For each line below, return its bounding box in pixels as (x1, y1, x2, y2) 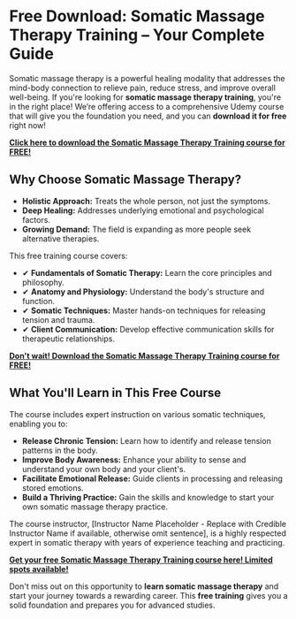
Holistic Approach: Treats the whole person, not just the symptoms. (21, 195, 271, 206)
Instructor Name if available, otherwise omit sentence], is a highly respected (9, 528, 287, 539)
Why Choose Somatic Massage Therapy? (9, 172, 241, 187)
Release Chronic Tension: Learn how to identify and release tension (21, 435, 271, 446)
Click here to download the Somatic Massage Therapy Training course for (9, 137, 285, 148)
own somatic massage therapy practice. (21, 501, 168, 512)
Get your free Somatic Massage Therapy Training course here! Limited (9, 554, 274, 565)
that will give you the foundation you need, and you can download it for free (9, 111, 287, 121)
